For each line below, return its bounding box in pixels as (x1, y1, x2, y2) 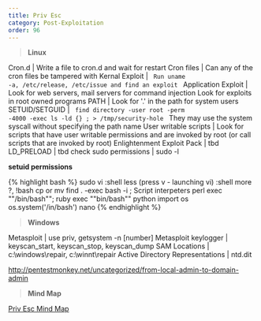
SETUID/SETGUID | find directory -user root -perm (8, 105, 185, 114)
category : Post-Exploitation (8, 19, 104, 27)
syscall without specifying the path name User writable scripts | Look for (8, 121, 244, 131)
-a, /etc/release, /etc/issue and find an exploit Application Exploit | (8, 80, 248, 89)
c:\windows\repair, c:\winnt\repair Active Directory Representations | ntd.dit (8, 250, 252, 259)
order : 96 (8, 26, 41, 34)
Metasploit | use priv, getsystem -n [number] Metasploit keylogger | (8, 233, 229, 243)
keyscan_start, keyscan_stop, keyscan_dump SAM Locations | (8, 241, 210, 251)
